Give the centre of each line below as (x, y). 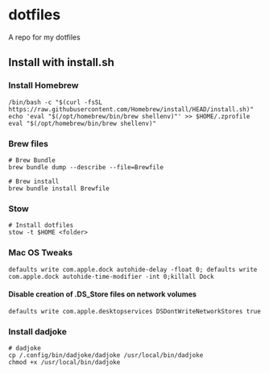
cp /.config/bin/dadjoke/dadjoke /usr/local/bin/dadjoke (106, 355)
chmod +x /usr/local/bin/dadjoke (64, 363)
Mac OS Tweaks (41, 253)
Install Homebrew (43, 85)
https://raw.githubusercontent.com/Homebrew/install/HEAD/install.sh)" (131, 109)
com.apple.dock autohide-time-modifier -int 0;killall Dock (112, 276)
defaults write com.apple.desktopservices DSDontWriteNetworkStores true (135, 311)
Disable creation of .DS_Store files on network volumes (103, 294)
